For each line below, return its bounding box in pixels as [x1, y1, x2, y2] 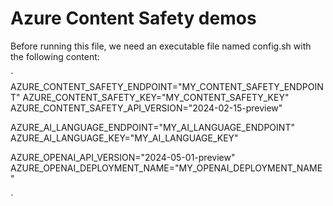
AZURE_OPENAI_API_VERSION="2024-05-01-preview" [10, 151, 236, 163]
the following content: [10, 50, 100, 62]
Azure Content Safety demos [10, 7, 257, 30]
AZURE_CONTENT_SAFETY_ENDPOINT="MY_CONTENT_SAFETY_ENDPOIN [10, 80, 324, 92]
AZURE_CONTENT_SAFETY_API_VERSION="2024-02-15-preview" [10, 102, 283, 114]
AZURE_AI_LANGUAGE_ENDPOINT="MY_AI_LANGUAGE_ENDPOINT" [10, 121, 295, 133]
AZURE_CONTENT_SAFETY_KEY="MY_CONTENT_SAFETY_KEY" [22, 91, 290, 103]
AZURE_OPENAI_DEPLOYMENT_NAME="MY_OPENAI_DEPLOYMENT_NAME [10, 162, 323, 174]
